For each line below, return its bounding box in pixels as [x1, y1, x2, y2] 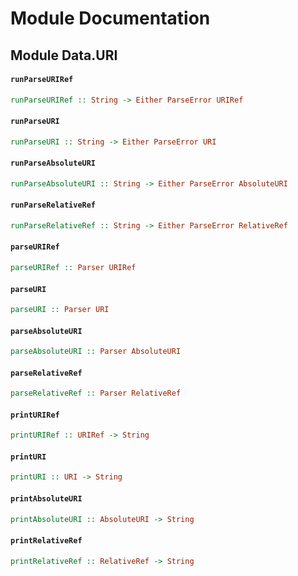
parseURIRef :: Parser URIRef [10, 263, 137, 273]
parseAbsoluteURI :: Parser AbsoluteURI [10, 347, 182, 357]
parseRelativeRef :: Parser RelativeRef [10, 388, 182, 399]
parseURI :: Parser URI [10, 305, 110, 315]
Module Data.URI [10, 47, 118, 64]
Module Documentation [10, 7, 211, 30]
